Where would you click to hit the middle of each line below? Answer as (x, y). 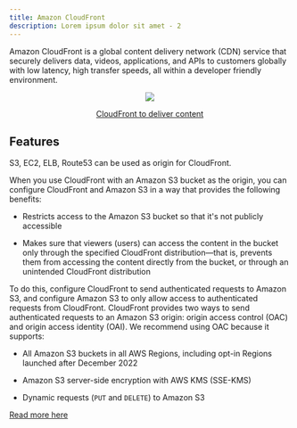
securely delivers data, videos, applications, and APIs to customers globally (148, 61)
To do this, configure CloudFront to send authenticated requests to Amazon (148, 289)
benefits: (25, 199)
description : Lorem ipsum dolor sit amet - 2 (95, 26)
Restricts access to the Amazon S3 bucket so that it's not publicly (143, 217)
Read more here (39, 415)
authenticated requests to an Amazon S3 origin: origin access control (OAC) (148, 317)
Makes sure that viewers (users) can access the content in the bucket (150, 243)
